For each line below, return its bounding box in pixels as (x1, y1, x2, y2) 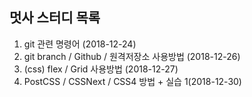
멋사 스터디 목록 (9, 9, 101, 27)
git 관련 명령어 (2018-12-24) (23, 38, 137, 50)
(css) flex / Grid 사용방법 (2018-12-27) (23, 63, 179, 75)
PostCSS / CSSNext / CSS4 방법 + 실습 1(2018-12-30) (23, 75, 242, 87)
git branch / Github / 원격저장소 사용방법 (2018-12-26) (23, 50, 241, 62)
